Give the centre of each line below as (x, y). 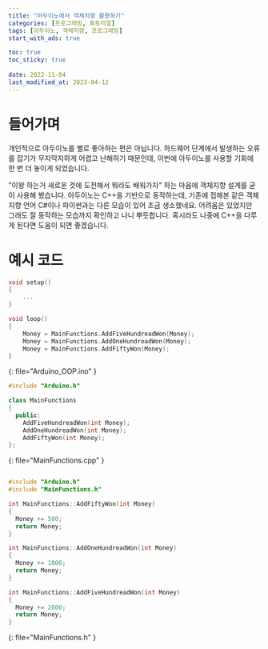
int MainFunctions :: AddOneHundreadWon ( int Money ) (93, 548)
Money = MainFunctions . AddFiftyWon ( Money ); (96, 349)
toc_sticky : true (37, 60)
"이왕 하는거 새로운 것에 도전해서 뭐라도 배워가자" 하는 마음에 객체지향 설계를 (128, 185)
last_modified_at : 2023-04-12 (59, 82)
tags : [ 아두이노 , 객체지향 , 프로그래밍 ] (66, 30)
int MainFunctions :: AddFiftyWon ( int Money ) (82, 504)
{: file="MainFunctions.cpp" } (56, 460)
